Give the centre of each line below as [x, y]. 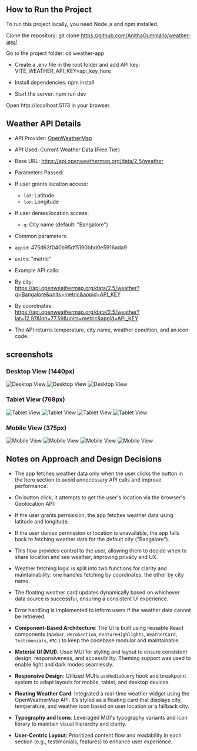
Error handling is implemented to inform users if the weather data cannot [103, 610]
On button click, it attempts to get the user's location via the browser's [100, 497]
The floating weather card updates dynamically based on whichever [97, 592]
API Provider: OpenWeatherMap [53, 138]
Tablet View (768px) [36, 399]
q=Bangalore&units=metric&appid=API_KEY [68, 294]
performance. [31, 486]
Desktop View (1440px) [41, 371]
